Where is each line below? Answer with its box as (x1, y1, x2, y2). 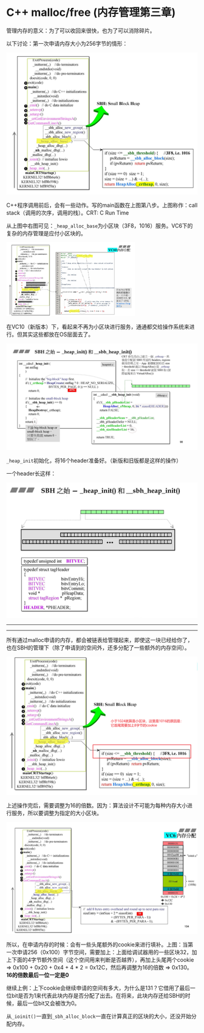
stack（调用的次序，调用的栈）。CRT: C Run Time (6, 209, 129, 216)
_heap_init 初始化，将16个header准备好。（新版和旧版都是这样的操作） (6, 457, 182, 464)
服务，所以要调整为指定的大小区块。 (11, 809, 102, 817)
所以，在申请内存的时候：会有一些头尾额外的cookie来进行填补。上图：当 (6, 940, 188, 948)
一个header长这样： (6, 470, 56, 477)
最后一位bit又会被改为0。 (16, 999, 80, 1007)
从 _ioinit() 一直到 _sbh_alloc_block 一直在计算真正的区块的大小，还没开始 (6, 1012, 191, 1020)
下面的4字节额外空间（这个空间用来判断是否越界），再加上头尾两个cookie (11, 956, 194, 963)
